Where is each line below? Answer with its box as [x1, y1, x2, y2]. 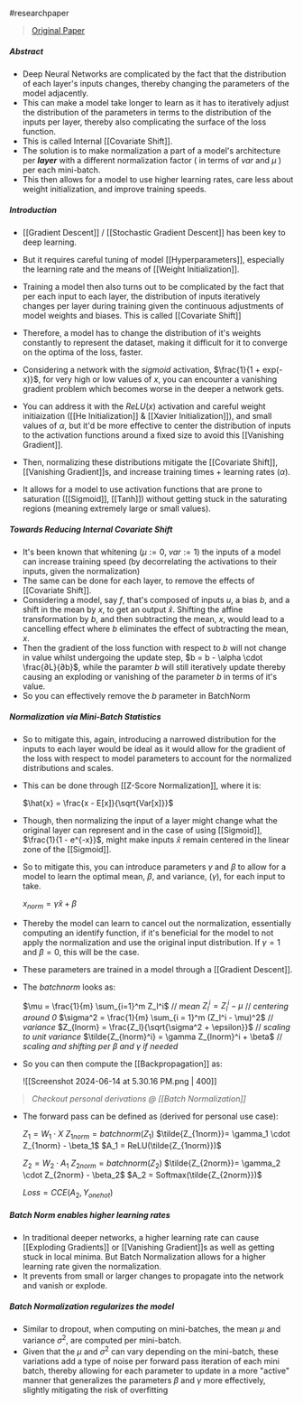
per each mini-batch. [22, 164, 101, 175]
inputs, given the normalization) [22, 565, 141, 576]
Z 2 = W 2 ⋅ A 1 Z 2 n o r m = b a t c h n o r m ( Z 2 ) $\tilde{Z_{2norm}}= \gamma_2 [22, 1158, 281, 1170]
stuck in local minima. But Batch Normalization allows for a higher [22, 1251, 266, 1262]
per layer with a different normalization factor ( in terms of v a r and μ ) [22, 154, 282, 165]
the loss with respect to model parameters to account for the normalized [22, 753, 292, 764]
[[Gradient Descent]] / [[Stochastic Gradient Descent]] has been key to [22, 227, 286, 237]
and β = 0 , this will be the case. [22, 946, 140, 957]
